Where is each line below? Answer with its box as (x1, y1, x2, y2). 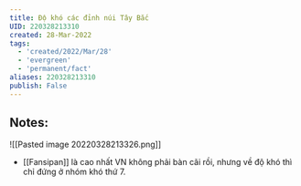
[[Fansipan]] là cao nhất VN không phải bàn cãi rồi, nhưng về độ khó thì (22, 157, 293, 168)
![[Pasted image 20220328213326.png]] (9, 139, 162, 150)
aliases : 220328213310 (9, 73, 96, 82)
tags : (9, 38, 30, 48)
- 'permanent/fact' (17, 65, 92, 74)
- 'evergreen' (17, 56, 71, 65)
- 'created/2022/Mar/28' (17, 47, 113, 57)
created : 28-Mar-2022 (9, 30, 92, 39)
